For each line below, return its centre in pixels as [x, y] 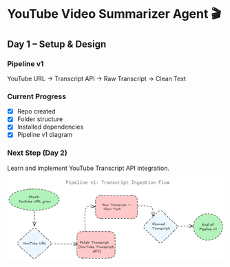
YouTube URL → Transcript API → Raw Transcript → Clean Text [97, 78]
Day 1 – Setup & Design [57, 44]
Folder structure [40, 119]
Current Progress [37, 96]
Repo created [36, 111]
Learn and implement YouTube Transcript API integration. [88, 168]
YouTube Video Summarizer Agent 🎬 [114, 14]
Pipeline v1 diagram [45, 135]
